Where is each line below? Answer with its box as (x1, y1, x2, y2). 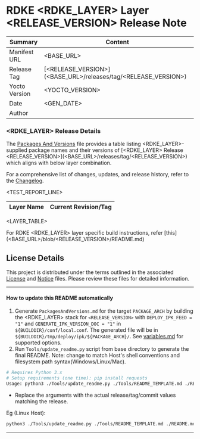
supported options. (14, 339, 62, 346)
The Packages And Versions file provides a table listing (6, 141, 141, 148)
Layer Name (9, 203, 45, 211)
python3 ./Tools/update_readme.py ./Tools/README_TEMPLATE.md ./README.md (6, 421, 196, 426)
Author (9, 108, 29, 117)
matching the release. (14, 397, 68, 405)
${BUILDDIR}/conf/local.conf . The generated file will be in (14, 326, 158, 334)
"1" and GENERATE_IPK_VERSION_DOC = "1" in (14, 320, 121, 328)
